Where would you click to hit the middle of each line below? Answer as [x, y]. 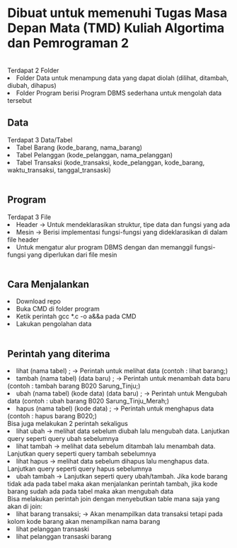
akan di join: [25, 507]
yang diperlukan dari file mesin [72, 255]
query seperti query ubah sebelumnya [63, 439]
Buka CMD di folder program [58, 309]
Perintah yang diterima [59, 353]
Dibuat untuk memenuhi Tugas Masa [117, 13]
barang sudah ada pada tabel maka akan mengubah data [91, 491]
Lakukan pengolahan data [54, 324]
